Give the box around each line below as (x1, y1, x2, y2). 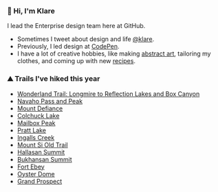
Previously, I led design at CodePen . (17, 43, 120, 51)
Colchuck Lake (17, 111, 60, 119)
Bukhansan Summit (17, 155, 72, 163)
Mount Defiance (17, 104, 63, 112)
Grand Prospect (17, 177, 63, 185)
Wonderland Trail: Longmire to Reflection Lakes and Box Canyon (17, 89, 200, 98)
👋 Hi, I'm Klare (7, 6, 55, 16)
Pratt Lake (17, 126, 47, 134)
